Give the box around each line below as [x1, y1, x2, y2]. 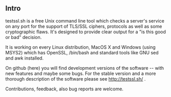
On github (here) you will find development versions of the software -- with [5, 65, 164, 71]
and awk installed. [5, 55, 44, 61]
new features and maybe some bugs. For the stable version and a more [5, 70, 156, 76]
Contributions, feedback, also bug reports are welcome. [5, 86, 124, 92]
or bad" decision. [5, 34, 42, 40]
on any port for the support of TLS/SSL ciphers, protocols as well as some [5, 23, 162, 29]
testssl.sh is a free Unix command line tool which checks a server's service [5, 17, 164, 24]
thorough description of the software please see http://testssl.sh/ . [5, 75, 146, 82]
